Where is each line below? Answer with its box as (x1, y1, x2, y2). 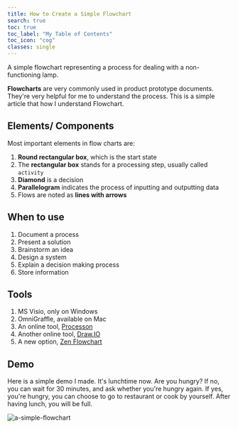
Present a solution (17, 238, 71, 246)
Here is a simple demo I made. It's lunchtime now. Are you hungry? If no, (7, 377, 220, 386)
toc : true (7, 23, 37, 31)
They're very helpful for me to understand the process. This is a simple (7, 92, 215, 100)
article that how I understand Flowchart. (7, 100, 124, 107)
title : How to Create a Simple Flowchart (7, 10, 132, 18)
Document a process (17, 230, 80, 238)
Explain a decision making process (17, 260, 119, 269)
